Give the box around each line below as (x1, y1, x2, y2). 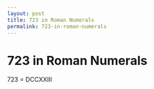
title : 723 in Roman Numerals (7, 17, 95, 23)
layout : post (7, 10, 45, 17)
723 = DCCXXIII (7, 75, 53, 83)
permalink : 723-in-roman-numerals (7, 23, 108, 30)
